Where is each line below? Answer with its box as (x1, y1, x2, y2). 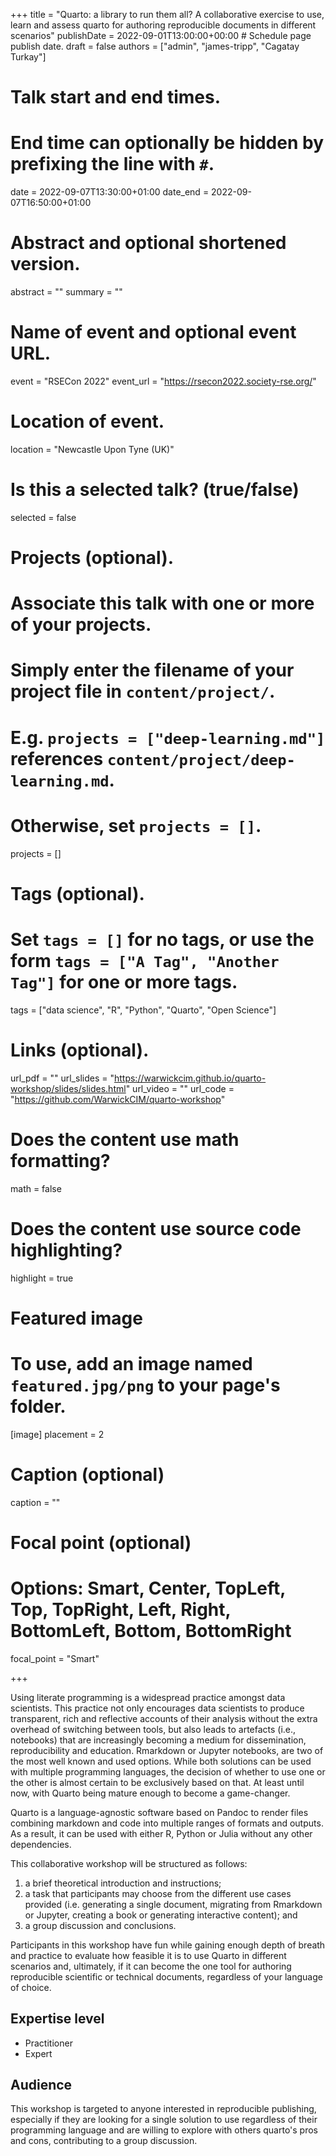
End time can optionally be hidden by (10, 132, 324, 154)
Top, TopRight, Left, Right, (10, 1598, 232, 1621)
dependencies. (10, 1838, 72, 1850)
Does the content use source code (10, 1217, 302, 1240)
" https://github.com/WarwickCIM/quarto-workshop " (10, 1093, 226, 1105)
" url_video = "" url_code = (125, 1082, 235, 1094)
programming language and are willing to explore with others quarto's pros (10, 2124, 318, 2136)
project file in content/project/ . (10, 680, 276, 703)
